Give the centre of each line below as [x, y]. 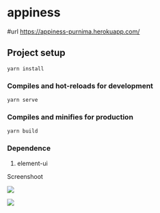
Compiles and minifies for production [70, 117]
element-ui [32, 163]
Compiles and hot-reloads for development [80, 85]
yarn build [23, 131]
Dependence [29, 148]
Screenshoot [25, 176]
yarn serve [23, 100]
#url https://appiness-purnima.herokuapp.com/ [74, 31]
